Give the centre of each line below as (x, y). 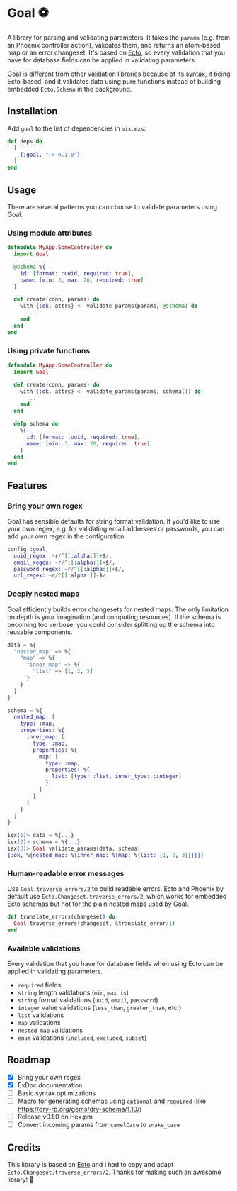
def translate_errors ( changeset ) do (61, 917)
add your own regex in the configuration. (67, 536)
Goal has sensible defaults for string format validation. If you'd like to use (114, 521)
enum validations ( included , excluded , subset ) (82, 1037)
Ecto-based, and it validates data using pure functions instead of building (114, 81)
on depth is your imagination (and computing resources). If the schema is (114, 616)
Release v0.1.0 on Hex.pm (55, 1117)
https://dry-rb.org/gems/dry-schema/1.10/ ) (80, 1109)
